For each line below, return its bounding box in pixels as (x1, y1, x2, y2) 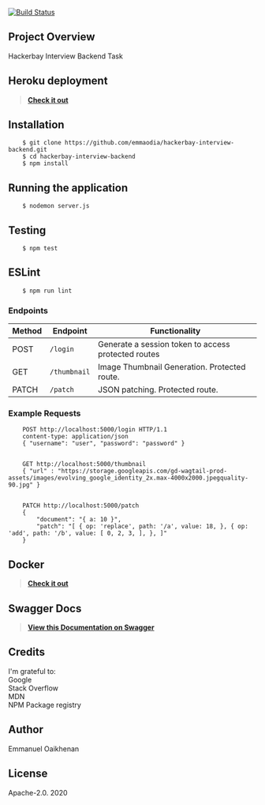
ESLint (8, 265, 41, 280)
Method (12, 325, 43, 337)
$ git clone (22, 139, 62, 147)
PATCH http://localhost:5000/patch (22, 502, 140, 510)
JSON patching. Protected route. (98, 384, 218, 395)
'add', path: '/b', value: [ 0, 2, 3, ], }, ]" (8, 529, 168, 537)
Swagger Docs (8, 601, 82, 615)
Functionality (150, 325, 201, 337)
